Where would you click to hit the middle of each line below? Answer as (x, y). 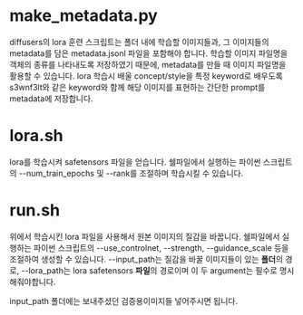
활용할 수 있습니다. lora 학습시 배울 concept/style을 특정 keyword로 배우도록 (146, 76)
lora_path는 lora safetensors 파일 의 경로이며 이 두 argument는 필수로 (153, 270)
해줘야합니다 (32, 282)
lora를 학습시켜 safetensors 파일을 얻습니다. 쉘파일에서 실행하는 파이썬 (135, 162)
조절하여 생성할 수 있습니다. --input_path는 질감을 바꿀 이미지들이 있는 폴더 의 (147, 259)
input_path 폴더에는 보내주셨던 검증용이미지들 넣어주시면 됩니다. (124, 301)
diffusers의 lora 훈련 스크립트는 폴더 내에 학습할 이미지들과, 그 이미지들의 (139, 42)
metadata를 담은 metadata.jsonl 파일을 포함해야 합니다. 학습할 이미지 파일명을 (149, 53)
